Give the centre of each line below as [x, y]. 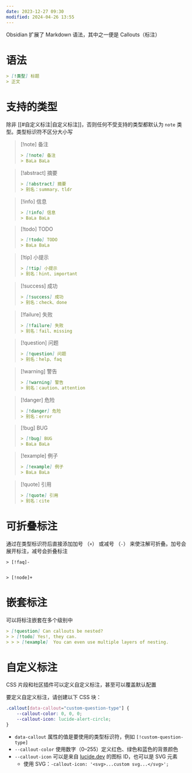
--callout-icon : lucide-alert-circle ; [64, 720]
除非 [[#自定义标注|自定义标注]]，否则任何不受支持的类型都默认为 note [91, 124]
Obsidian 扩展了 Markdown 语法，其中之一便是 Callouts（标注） [83, 34]
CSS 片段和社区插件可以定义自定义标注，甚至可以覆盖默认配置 [81, 685]
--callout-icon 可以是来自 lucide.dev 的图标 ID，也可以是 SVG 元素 [96, 756]
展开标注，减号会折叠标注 [37, 551]
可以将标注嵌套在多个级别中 [40, 620]
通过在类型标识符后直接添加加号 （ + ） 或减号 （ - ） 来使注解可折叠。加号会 [96, 544]
